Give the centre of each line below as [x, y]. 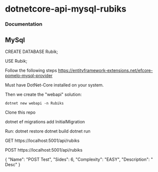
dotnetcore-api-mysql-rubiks [66, 9]
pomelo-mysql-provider [29, 75]
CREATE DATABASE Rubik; [32, 52]
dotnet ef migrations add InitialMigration [45, 121]
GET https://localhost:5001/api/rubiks [42, 140]
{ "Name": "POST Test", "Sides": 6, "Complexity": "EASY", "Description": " [79, 159]
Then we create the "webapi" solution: [43, 94]
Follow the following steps [31, 70]
